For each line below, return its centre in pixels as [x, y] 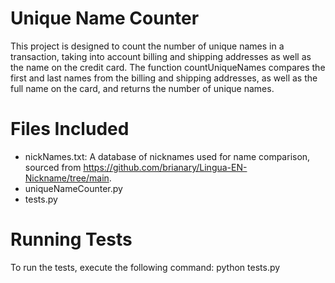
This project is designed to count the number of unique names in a [147, 46]
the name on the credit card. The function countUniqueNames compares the [168, 67]
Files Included [70, 129]
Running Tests [71, 239]
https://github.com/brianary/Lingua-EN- [165, 167]
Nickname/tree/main [67, 178]
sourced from [53, 167]
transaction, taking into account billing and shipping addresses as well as [161, 56]
